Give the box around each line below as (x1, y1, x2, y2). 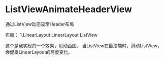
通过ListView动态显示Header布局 (5, 21, 75, 27)
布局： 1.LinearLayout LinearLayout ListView (5, 32, 98, 38)
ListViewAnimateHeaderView (5, 4, 132, 15)
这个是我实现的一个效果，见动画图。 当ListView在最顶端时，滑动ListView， (5, 42, 162, 49)
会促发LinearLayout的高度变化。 (5, 49, 73, 55)
